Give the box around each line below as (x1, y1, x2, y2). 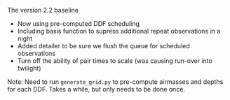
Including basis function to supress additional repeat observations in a (17, 27, 221, 35)
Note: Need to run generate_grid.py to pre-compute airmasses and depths (7, 78, 224, 86)
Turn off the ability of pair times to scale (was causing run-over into (17, 57, 212, 65)
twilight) (17, 64, 41, 72)
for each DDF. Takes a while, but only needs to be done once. (7, 85, 186, 93)
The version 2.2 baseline (7, 6, 79, 14)
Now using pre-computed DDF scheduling (17, 20, 140, 27)
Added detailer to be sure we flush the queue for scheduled (17, 42, 191, 50)
